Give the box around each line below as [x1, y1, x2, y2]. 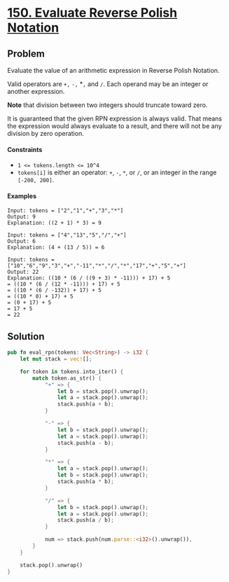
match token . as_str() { [32, 375, 102, 382]
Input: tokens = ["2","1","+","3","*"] [7, 207, 124, 214]
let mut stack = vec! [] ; [20, 356, 92, 363]
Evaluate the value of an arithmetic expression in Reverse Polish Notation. [7, 67, 220, 74]
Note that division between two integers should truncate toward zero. [7, 101, 208, 109]
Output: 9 [7, 214, 36, 221]
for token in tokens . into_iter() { [20, 368, 124, 375]
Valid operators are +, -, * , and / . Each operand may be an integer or [7, 80, 209, 88]
